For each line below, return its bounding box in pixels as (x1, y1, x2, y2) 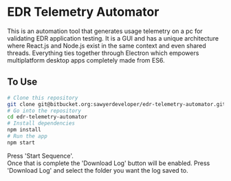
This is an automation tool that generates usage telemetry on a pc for (7, 27, 203, 35)
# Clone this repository (7, 94, 78, 101)
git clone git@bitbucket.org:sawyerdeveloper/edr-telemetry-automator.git (7, 100, 226, 107)
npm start (7, 139, 36, 146)
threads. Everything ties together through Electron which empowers (7, 49, 199, 57)
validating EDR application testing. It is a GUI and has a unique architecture (7, 34, 219, 42)
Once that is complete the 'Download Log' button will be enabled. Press (7, 159, 210, 167)
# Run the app (7, 133, 48, 140)
